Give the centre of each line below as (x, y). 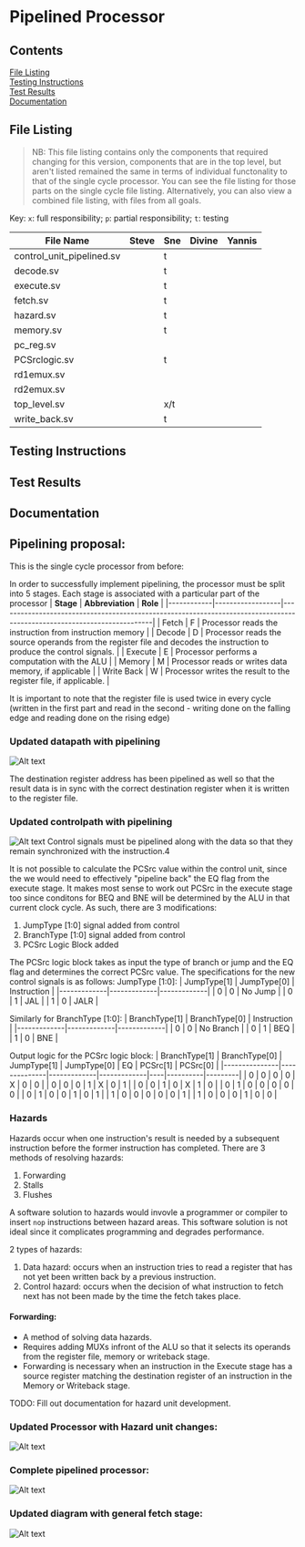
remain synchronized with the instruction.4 (90, 851)
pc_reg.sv (35, 345)
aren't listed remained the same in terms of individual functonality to (160, 171)
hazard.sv (35, 315)
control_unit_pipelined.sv (67, 255)
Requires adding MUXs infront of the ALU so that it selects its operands (157, 1346)
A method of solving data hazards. (87, 1336)
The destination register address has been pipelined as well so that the (142, 779)
